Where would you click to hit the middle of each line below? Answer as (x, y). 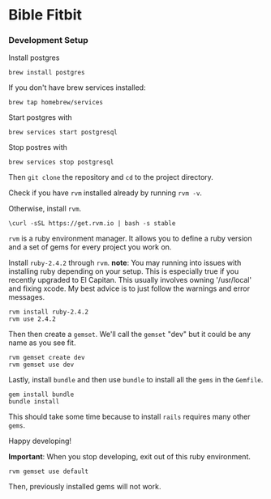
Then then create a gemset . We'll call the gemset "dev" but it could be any (130, 335)
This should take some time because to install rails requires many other (129, 417)
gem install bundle (41, 395)
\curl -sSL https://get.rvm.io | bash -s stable (92, 224)
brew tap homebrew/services (56, 103)
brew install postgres (47, 73)
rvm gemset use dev (41, 365)
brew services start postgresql (63, 132)
